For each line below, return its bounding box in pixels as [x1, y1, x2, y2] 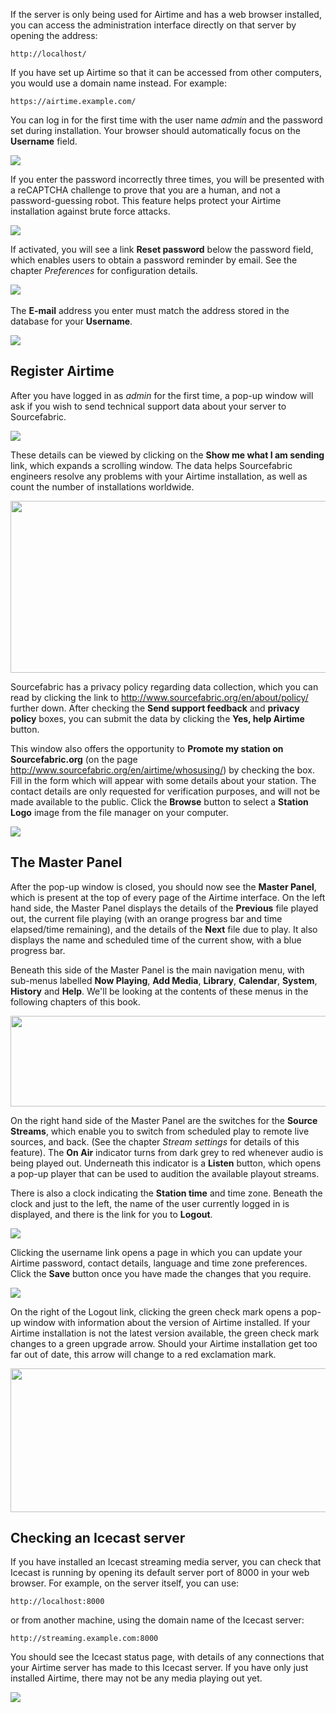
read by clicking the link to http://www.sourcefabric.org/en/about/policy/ [10, 691, 309, 703]
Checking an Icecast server [10, 1530, 186, 1547]
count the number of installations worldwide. [10, 480, 195, 493]
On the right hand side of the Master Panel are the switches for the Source [10, 1114, 318, 1126]
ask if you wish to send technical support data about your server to [10, 400, 287, 412]
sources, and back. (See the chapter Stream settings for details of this [10, 1135, 300, 1148]
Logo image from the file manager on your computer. [10, 806, 229, 818]
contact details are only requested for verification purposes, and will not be [10, 785, 321, 797]
